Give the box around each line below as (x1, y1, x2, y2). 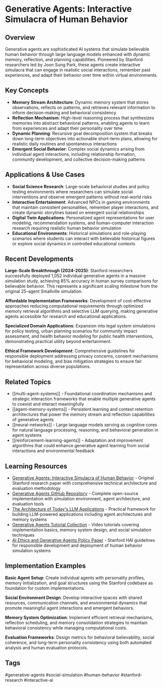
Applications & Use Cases (5, 171, 85, 179)
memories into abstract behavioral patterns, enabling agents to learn (12, 120, 150, 126)
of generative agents (12, 417, 54, 423)
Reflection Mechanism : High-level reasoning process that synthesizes (12, 115, 154, 121)
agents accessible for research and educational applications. (5, 314, 127, 320)
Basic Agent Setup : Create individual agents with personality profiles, (5, 575, 145, 580)
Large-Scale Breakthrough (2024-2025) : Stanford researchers (5, 268, 133, 274)
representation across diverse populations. (5, 364, 91, 369)
